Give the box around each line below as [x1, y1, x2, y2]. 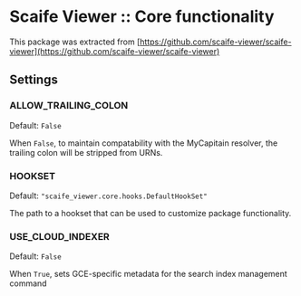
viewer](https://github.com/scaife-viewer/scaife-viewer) [9, 45, 220, 56]
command [9, 278, 47, 289]
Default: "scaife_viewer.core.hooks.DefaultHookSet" [9, 190, 209, 201]
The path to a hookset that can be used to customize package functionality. [9, 207, 292, 218]
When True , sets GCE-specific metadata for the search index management [9, 269, 287, 280]
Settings [9, 72, 59, 88]
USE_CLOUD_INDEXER [9, 230, 111, 243]
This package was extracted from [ [9, 36, 141, 47]
